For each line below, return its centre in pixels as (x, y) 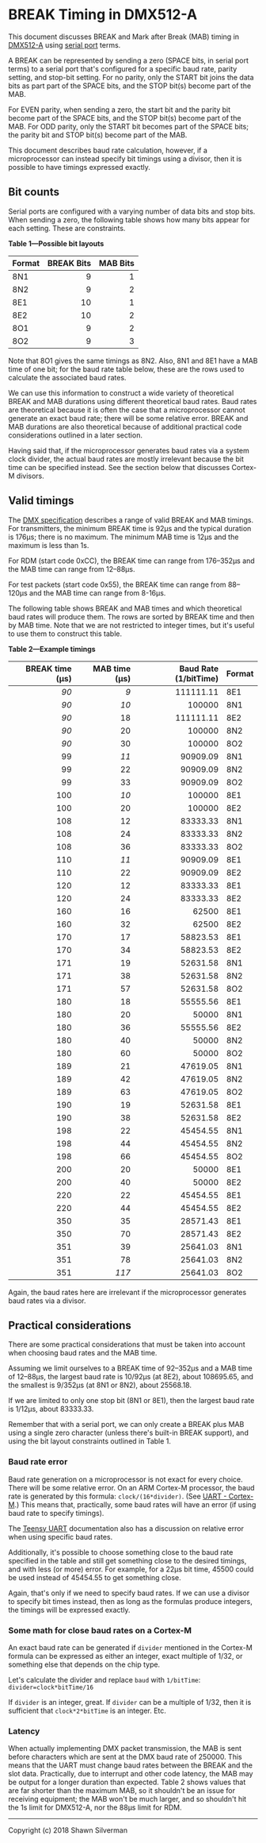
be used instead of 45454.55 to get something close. (95, 1577)
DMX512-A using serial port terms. (65, 44)
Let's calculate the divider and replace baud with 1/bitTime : (104, 1679)
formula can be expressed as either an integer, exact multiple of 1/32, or (125, 1656)
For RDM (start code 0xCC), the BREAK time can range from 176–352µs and (131, 561)
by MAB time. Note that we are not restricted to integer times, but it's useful (131, 625)
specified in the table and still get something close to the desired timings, (127, 1560)
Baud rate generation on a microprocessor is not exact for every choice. (125, 1479)
